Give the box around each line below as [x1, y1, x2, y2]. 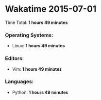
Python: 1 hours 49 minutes [12, 89, 68, 95]
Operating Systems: [5, 32, 53, 39]
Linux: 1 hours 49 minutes [12, 43, 65, 49]
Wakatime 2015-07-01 [5, 3, 97, 15]
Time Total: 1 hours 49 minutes [5, 20, 68, 25]
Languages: [5, 78, 34, 85]
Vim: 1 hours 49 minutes [12, 66, 62, 72]
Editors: [5, 55, 24, 62]
